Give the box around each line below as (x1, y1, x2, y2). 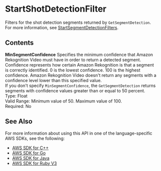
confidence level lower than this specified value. (5, 77, 102, 83)
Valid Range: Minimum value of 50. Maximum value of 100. (5, 98, 123, 104)
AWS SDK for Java (12, 155, 50, 161)
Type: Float (5, 93, 28, 99)
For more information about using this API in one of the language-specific (5, 130, 152, 136)
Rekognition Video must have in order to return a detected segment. (5, 57, 141, 63)
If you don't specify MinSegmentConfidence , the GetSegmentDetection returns (5, 83, 156, 88)
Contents (5, 39, 34, 47)
